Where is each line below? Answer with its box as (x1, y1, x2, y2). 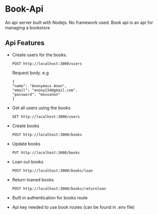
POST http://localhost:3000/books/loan (12, 168, 93, 173)
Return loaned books (12, 176, 54, 182)
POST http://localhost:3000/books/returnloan (12, 186, 106, 191)
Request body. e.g (12, 70, 49, 76)
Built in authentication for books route (12, 195, 88, 200)
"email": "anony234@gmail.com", (12, 88, 78, 93)
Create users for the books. (12, 52, 67, 58)
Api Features (5, 39, 45, 47)
